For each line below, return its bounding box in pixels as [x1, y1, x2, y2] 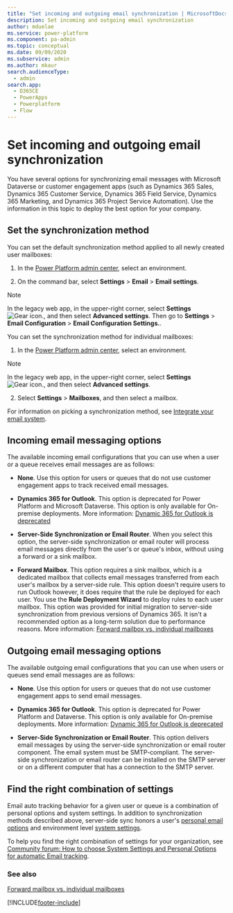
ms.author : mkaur [7, 62, 58, 69]
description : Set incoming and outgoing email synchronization [7, 17, 194, 24]
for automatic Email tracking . [7, 852, 89, 860]
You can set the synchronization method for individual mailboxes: [7, 332, 194, 340]
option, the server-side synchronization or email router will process [17, 538, 209, 546]
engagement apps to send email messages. [17, 692, 142, 700]
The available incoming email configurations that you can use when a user [7, 453, 220, 461]
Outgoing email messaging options [7, 645, 162, 657]
